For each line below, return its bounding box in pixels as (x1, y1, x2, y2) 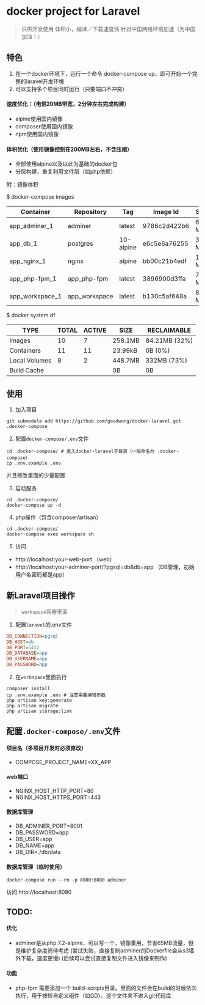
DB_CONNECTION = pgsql (6, 633, 59, 639)
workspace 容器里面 (21, 608, 68, 615)
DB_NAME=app (15, 842, 55, 849)
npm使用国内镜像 (15, 130, 59, 138)
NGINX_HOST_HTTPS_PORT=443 (15, 793, 101, 801)
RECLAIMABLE (147, 326, 191, 334)
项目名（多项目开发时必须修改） (6, 745, 87, 752)
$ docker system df (6, 312, 56, 319)
